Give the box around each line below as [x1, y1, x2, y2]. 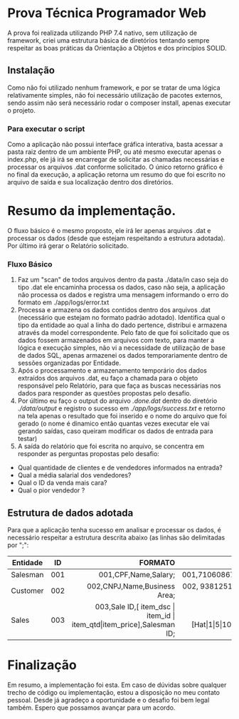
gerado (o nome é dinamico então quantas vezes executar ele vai [17, 419, 210, 428]
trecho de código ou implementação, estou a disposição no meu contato [7, 688, 221, 697]
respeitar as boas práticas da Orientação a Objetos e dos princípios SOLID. [7, 43, 227, 52]
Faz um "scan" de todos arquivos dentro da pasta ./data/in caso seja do [17, 276, 229, 284]
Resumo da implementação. [7, 203, 176, 219]
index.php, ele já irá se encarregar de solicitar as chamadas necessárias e [7, 155, 225, 164]
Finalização [7, 657, 77, 673]
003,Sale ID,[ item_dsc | [95, 602, 176, 612]
